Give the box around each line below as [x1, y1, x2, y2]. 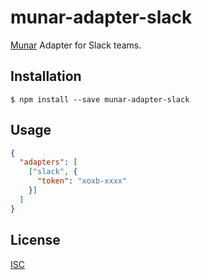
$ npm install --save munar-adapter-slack [10, 94, 190, 105]
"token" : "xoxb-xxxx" [36, 176, 128, 186]
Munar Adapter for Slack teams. [10, 39, 142, 51]
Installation [10, 68, 82, 85]
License [10, 232, 61, 249]
